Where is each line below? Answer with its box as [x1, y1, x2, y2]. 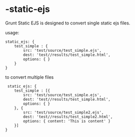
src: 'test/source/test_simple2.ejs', [23, 110, 104, 115]
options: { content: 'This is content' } [23, 119, 111, 124]
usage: [5, 29, 19, 35]
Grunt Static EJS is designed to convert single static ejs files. [5, 20, 130, 26]
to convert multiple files [5, 74, 54, 80]
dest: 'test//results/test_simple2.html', [23, 114, 113, 119]
